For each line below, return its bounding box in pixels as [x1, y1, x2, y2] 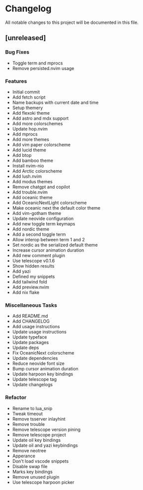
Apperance [12, 453, 36, 459]
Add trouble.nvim [12, 189, 48, 195]
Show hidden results [12, 263, 55, 269]
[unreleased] [5, 34, 46, 42]
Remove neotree [12, 447, 46, 453]
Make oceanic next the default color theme [12, 205, 101, 211]
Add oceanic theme [12, 194, 53, 200]
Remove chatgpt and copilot [12, 184, 71, 190]
